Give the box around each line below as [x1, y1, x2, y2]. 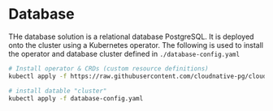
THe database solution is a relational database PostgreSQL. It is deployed [8, 32, 254, 41]
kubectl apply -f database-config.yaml [8, 94, 144, 102]
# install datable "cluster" [8, 87, 107, 95]
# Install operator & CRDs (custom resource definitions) [8, 64, 209, 73]
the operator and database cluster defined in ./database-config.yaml [8, 49, 240, 58]
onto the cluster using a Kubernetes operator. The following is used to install [8, 40, 264, 49]
